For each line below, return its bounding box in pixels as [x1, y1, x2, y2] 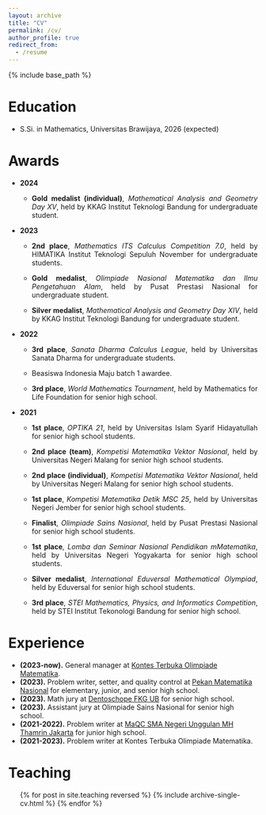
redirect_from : [8, 41, 59, 49]
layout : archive [8, 11, 62, 20]
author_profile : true [8, 33, 80, 42]
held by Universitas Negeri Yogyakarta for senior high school [31, 550, 258, 560]
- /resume [15, 48, 47, 56]
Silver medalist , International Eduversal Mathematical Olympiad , [31, 574, 258, 584]
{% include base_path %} [8, 71, 92, 79]
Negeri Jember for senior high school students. [31, 503, 186, 512]
